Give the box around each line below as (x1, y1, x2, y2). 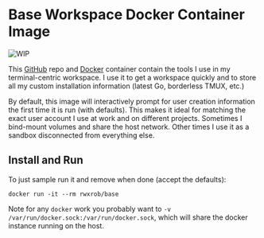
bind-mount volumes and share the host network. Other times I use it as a (8, 122, 250, 131)
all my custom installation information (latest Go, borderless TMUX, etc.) (8, 81, 245, 91)
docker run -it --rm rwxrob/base (8, 189, 119, 198)
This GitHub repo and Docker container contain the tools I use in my (8, 64, 231, 73)
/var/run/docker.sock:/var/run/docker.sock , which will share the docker (8, 213, 248, 222)
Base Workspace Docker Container (8, 6, 245, 24)
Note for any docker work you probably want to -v (8, 204, 172, 213)
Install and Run (8, 154, 83, 167)
